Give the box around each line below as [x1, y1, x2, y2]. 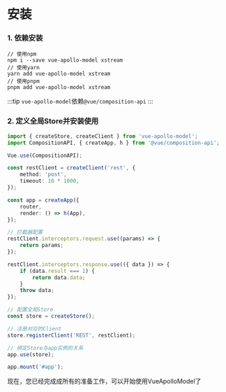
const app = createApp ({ [7, 197, 80, 204]
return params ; [20, 242, 64, 249]
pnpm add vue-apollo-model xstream [7, 84, 111, 91]
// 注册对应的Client [7, 325, 61, 332]
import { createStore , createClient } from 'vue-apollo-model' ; [7, 132, 198, 140]
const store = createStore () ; [7, 313, 96, 320]
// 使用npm [7, 50, 37, 58]
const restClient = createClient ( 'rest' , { [7, 164, 136, 171]
